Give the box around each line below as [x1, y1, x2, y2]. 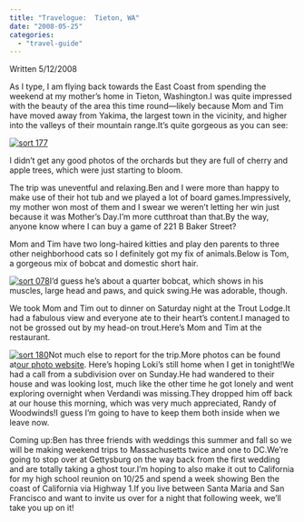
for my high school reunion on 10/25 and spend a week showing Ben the [9, 474, 279, 485]
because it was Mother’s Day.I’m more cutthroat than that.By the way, [9, 211, 270, 223]
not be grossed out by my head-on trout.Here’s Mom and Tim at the [9, 322, 262, 333]
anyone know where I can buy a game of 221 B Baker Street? [9, 221, 237, 232]
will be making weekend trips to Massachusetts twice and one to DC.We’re [9, 445, 289, 456]
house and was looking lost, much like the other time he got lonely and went [9, 378, 294, 389]
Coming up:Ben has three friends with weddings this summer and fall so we [9, 435, 292, 446]
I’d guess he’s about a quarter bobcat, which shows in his [49, 276, 264, 286]
